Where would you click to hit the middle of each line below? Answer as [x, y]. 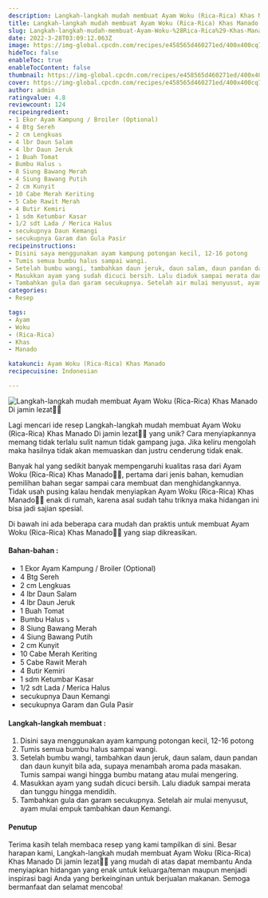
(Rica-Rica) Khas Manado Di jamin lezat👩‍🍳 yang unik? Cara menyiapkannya [132, 433]
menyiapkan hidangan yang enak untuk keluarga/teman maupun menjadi [128, 870]
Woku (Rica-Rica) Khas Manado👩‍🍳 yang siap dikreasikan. [103, 532]
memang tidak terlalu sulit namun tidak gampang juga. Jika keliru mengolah [132, 442]
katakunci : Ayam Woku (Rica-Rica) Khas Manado [87, 364]
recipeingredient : [39, 113]
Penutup [23, 827]
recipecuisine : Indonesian [53, 372]
